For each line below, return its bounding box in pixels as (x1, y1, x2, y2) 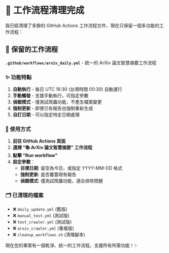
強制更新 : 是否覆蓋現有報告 (20, 172, 77, 178)
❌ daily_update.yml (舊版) (12, 206, 67, 212)
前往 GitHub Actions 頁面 (12, 138, 66, 144)
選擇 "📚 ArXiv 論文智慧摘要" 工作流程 (12, 145, 92, 151)
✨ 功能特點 (5, 73, 32, 80)
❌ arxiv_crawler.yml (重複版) (12, 225, 75, 231)
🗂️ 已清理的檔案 (5, 192, 44, 199)
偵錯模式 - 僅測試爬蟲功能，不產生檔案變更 (12, 99, 103, 105)
